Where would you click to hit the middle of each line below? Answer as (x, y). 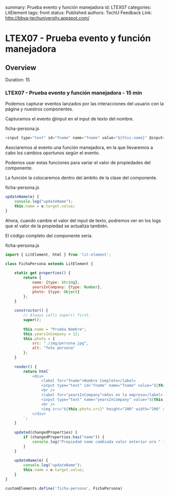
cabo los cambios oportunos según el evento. (53, 153)
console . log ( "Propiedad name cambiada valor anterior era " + (99, 442)
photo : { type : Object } (56, 292)
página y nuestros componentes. (39, 109)
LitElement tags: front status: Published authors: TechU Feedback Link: (79, 13)
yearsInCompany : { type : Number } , (67, 287)
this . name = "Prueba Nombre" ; (55, 329)
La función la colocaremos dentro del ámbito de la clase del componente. (81, 178)
